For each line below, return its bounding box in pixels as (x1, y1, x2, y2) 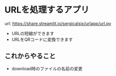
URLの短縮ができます (11, 30, 54, 36)
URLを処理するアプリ (4, 4, 89, 15)
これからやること (4, 52, 56, 60)
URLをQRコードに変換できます (11, 37, 73, 42)
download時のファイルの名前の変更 (11, 65, 83, 71)
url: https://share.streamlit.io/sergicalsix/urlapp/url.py (4, 20, 112, 26)
